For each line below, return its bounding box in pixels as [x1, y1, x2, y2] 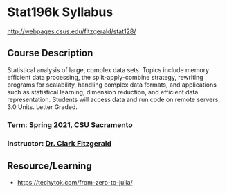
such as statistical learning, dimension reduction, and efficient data [7, 87, 199, 96]
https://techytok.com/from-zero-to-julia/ [17, 178, 133, 187]
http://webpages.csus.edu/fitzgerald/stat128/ [7, 27, 136, 35]
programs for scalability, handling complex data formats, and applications [7, 81, 217, 89]
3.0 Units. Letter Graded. [7, 102, 78, 111]
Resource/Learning [7, 160, 92, 171]
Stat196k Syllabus [7, 4, 113, 20]
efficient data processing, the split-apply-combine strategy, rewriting [7, 73, 203, 81]
